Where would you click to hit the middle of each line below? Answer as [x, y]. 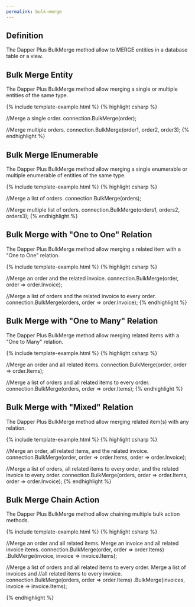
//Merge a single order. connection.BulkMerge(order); [71, 119]
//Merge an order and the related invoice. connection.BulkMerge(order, [92, 278]
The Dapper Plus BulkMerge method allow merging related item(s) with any [97, 421]
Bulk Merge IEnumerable [52, 155]
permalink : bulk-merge [34, 12]
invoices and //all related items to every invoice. [64, 574]
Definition [25, 36]
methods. [18, 520]
